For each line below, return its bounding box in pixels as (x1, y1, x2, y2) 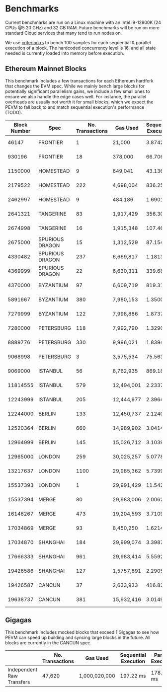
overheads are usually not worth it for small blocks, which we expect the (5, 99, 154, 105)
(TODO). (5, 109, 22, 115)
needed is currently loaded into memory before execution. (5, 50, 124, 56)
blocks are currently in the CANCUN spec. (5, 639, 92, 646)
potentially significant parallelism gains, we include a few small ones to (5, 88, 150, 94)
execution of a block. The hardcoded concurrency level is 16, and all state (5, 45, 156, 51)
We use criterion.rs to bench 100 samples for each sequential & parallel (5, 39, 151, 45)
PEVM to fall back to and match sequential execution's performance (5, 104, 145, 110)
